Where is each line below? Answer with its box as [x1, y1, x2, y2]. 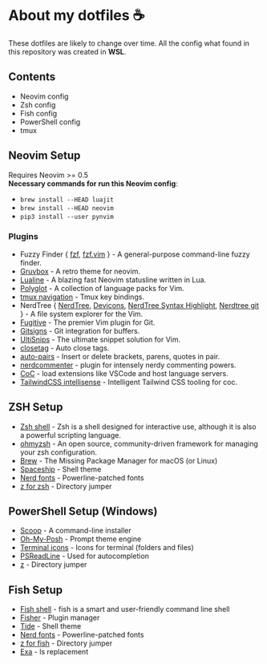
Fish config [19, 108, 58, 118]
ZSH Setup [8, 400, 63, 414]
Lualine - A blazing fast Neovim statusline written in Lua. [19, 274, 207, 285]
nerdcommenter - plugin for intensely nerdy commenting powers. [19, 360, 237, 370]
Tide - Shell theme [19, 621, 82, 631]
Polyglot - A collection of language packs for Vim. [19, 283, 184, 293]
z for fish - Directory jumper [19, 638, 113, 648]
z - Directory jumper [19, 560, 87, 569]
